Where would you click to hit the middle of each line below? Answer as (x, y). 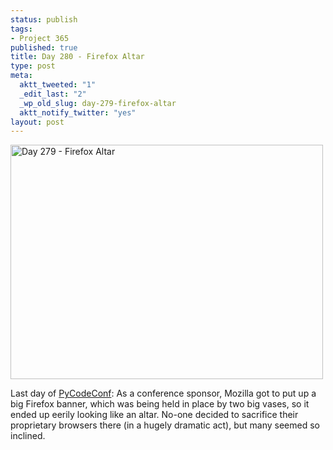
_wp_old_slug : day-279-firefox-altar (98, 103)
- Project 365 (40, 38)
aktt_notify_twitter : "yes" (78, 112)
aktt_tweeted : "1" (58, 85)
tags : (21, 29)
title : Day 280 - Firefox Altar (77, 57)
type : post (33, 66)
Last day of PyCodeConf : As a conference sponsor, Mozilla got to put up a (163, 393)
